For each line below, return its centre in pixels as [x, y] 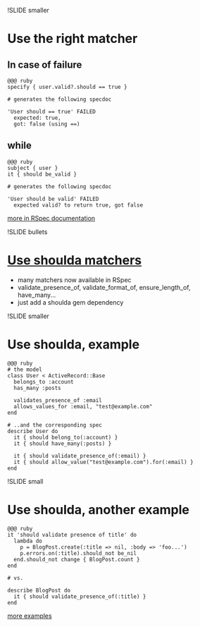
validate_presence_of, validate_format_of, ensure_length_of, [104, 287]
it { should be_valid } [42, 174]
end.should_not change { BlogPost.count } [77, 559]
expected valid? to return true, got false [78, 205]
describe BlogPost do [39, 590]
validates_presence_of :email [58, 400]
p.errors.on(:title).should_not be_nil [79, 553]
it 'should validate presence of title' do [72, 535]
